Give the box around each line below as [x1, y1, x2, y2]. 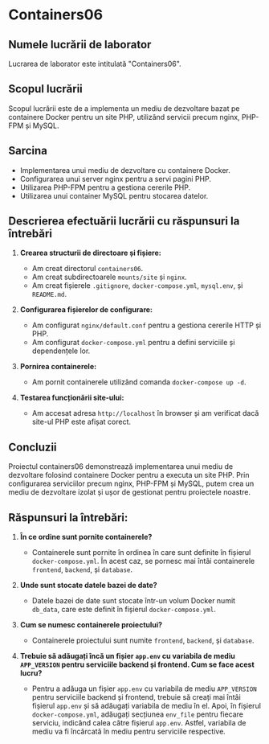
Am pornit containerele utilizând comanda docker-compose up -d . [31, 377, 247, 387]
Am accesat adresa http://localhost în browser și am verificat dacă [31, 409, 259, 418]
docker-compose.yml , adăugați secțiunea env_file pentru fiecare [31, 709, 243, 719]
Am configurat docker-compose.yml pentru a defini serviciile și [31, 338, 235, 347]
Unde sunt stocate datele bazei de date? [19, 581, 158, 590]
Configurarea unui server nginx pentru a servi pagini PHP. [19, 174, 211, 183]
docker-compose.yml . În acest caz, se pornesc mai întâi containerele [31, 557, 255, 566]
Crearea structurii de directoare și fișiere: [19, 248, 162, 258]
